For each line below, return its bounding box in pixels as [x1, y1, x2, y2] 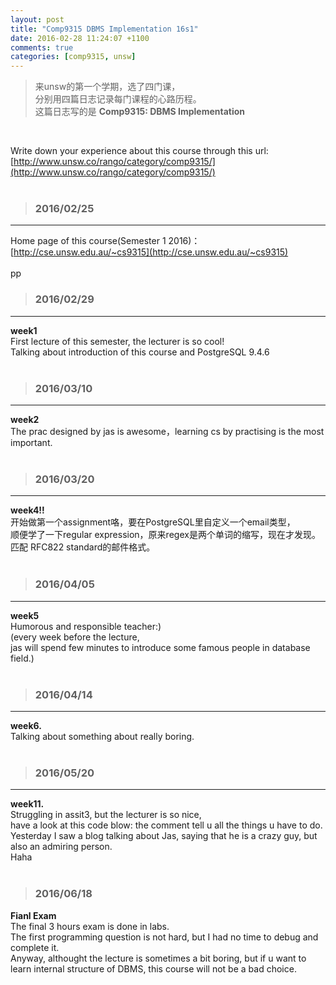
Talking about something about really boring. [10, 730, 195, 742]
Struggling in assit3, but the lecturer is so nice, [10, 809, 202, 821]
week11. [10, 798, 45, 810]
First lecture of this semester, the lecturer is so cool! [10, 335, 225, 347]
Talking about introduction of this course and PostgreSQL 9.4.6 [10, 346, 270, 358]
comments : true [10, 42, 74, 53]
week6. [10, 719, 42, 731]
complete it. [10, 941, 60, 953]
